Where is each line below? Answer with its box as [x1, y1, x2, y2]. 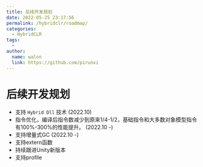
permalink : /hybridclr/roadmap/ [6, 20, 88, 26]
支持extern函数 [15, 139, 53, 146]
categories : [6, 25, 36, 32]
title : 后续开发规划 [6, 8, 53, 15]
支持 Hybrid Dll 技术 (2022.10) [15, 108, 92, 116]
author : [6, 48, 26, 54]
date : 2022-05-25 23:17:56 [6, 15, 75, 21]
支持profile [15, 154, 42, 161]
